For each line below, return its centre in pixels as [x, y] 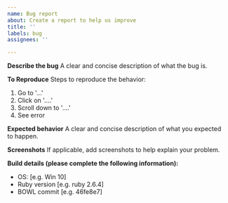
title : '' [22, 27]
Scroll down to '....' [44, 108]
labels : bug [25, 33]
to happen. [23, 136]
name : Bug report [33, 14]
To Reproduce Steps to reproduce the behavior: [76, 79]
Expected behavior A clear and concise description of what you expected [114, 129]
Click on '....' [35, 100]
